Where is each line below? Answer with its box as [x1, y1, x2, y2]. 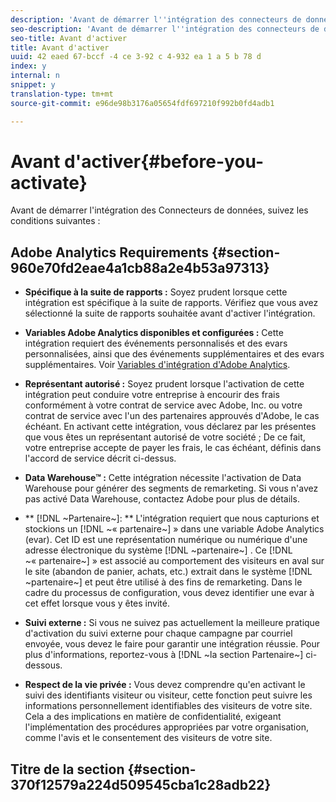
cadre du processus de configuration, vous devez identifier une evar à [24, 587, 315, 599]
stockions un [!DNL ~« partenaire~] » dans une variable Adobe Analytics [24, 523, 325, 535]
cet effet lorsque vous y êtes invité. [24, 597, 170, 610]
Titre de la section [10, 761, 125, 778]
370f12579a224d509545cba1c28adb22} [10, 776, 272, 793]
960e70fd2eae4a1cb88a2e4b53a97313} [10, 259, 270, 276]
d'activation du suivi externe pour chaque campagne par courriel [24, 627, 293, 640]
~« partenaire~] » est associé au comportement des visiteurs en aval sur [24, 555, 325, 567]
